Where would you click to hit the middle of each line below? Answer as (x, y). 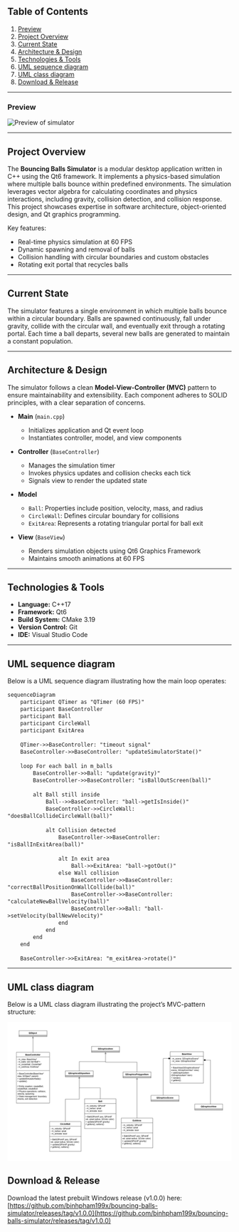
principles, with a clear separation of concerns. (76, 403)
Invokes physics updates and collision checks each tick (110, 472)
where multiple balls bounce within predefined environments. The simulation (119, 184)
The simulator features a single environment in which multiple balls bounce (117, 311)
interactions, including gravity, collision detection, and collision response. (115, 199)
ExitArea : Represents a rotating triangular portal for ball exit (116, 523)
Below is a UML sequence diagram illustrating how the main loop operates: (117, 681)
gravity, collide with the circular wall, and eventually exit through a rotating (116, 326)
